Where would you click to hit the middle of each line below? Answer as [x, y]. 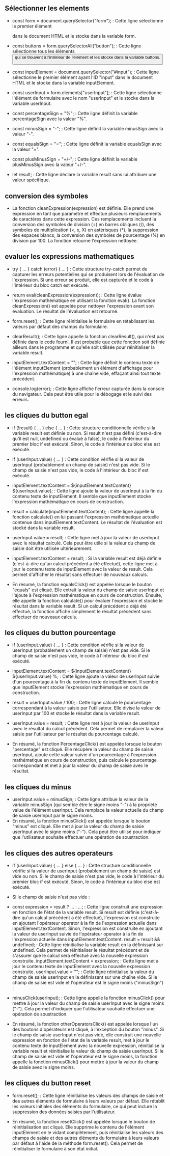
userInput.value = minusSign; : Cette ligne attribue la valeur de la [80, 800]
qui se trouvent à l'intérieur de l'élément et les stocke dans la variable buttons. [88, 57]
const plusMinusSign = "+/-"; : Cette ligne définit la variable [75, 159]
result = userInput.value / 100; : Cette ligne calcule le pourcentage [81, 703]
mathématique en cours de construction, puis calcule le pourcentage [84, 760]
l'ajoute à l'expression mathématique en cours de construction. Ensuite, [87, 595]
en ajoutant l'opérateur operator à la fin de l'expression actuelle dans [84, 923]
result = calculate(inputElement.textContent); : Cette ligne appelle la [83, 511]
